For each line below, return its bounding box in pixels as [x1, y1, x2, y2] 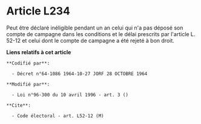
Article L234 [6, 4, 71, 18]
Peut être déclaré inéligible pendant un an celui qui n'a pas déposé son [6, 24, 183, 31]
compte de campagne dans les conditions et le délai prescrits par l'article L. [6, 30, 196, 37]
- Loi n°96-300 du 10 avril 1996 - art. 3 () [12, 91, 129, 98]
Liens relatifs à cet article [6, 48, 71, 55]
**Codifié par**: [6, 60, 50, 66]
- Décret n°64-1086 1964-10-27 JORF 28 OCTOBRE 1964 [12, 70, 148, 76]
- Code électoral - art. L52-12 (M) [12, 113, 104, 119]
